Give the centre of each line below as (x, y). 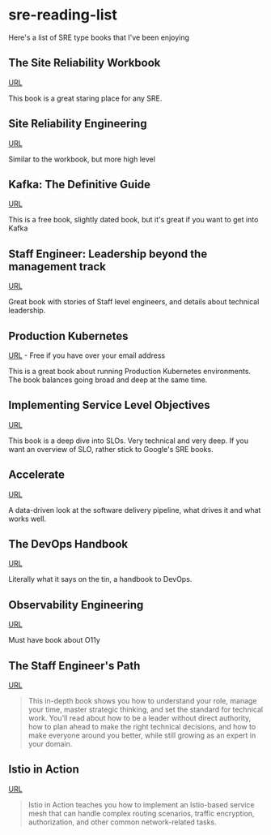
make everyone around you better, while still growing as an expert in (142, 735)
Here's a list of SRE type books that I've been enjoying (99, 37)
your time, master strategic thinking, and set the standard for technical (146, 710)
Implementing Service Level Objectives (109, 405)
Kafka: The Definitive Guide (80, 184)
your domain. (50, 744)
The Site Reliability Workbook (85, 63)
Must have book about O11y (55, 640)
